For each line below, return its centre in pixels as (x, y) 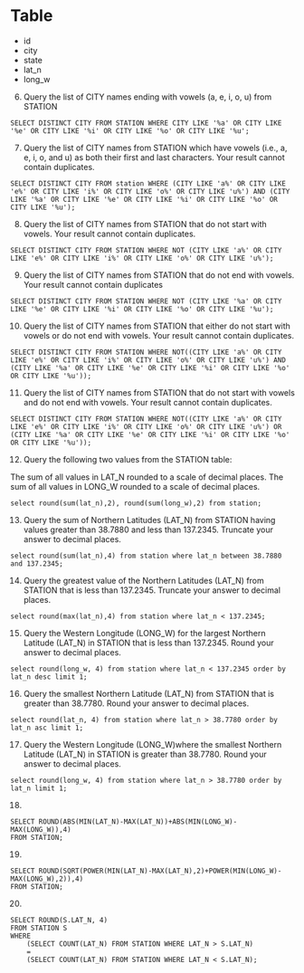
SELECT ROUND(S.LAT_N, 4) (59, 920)
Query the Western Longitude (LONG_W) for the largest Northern (144, 633)
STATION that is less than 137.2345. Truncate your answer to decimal (152, 590)
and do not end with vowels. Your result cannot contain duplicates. (147, 402)
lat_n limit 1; (39, 788)
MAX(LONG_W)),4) (41, 829)
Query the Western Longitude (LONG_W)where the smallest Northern (152, 744)
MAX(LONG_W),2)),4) (47, 879)
